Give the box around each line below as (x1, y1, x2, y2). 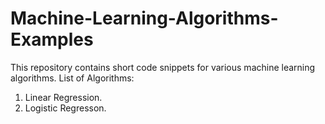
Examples (10, 28, 94, 51)
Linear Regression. (24, 91, 103, 103)
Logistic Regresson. (24, 102, 107, 114)
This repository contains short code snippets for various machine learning (10, 61, 316, 73)
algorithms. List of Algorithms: (10, 72, 135, 84)
